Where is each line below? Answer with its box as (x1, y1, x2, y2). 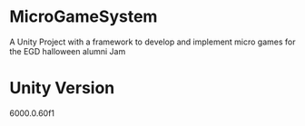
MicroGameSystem (9, 6, 158, 27)
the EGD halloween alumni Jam (9, 45, 126, 56)
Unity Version (9, 78, 115, 99)
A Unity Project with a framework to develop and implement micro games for (9, 36, 296, 47)
